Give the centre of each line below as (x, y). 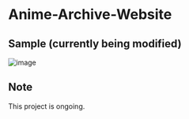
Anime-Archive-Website (90, 15)
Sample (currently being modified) (95, 44)
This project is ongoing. (47, 106)
